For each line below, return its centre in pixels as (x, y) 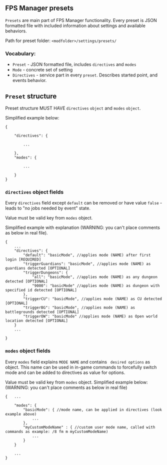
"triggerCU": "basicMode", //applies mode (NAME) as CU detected (93, 299)
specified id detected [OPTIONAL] (41, 290)
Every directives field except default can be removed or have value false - (84, 203)
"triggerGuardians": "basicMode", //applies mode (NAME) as (87, 264)
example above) (21, 414)
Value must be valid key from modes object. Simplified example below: (77, 382)
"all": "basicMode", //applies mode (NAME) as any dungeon (94, 277)
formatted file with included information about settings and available (75, 25)
